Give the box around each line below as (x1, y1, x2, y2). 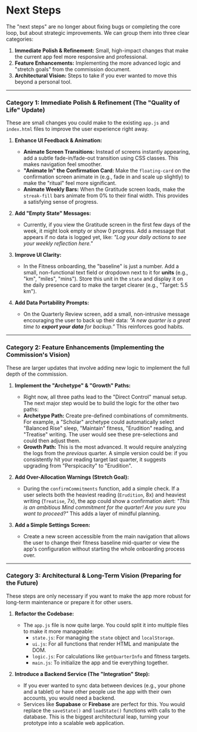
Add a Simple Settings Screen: (14, 521, 91, 528)
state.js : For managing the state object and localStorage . (32, 634, 175, 641)
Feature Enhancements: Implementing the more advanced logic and (14, 59, 181, 67)
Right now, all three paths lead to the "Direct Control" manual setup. (23, 393, 187, 400)
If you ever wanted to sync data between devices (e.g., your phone (23, 681, 186, 689)
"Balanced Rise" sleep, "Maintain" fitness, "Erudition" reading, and (23, 425, 185, 432)
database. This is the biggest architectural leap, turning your (23, 713, 169, 720)
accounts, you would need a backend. (23, 694, 116, 701)
